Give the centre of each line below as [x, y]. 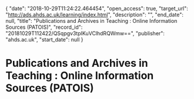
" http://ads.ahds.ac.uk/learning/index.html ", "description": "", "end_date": [94, 15]
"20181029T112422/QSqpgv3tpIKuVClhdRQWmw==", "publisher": [85, 33]
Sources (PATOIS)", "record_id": [44, 27]
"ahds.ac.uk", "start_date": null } [44, 40]
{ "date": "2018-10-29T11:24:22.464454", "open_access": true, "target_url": [97, 8]
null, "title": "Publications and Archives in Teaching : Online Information [91, 21]
